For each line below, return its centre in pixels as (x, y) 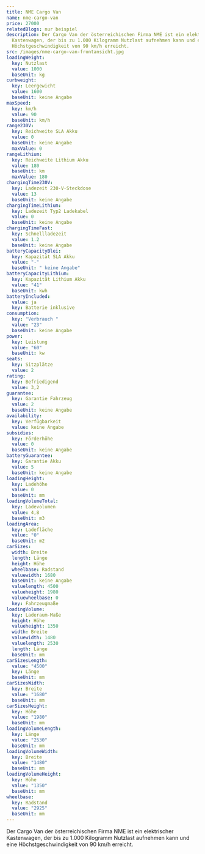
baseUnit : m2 (28, 541)
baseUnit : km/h (31, 120)
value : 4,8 (26, 512)
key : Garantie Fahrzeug (42, 399)
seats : (15, 359)
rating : (16, 376)
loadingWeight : (26, 58)
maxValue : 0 (27, 148)
